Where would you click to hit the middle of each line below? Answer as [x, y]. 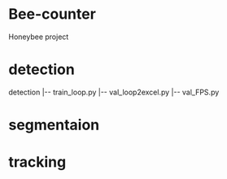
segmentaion [54, 125]
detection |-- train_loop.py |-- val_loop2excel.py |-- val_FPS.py [114, 92]
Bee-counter [52, 14]
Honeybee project [39, 37]
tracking [37, 162]
